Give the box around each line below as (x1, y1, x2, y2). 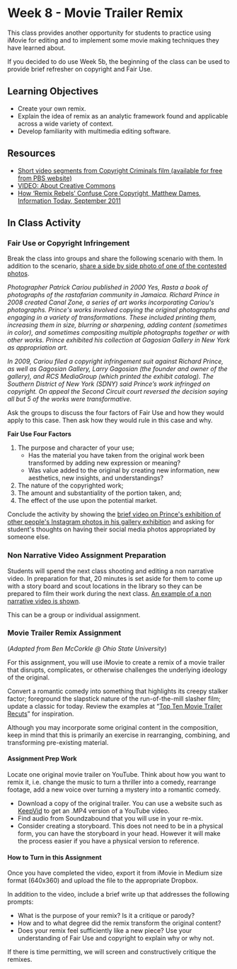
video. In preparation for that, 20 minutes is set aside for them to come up (7, 574, 223, 582)
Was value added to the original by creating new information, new (28, 466, 220, 475)
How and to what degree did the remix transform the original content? (17, 919, 221, 927)
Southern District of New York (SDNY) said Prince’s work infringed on (7, 380, 211, 388)
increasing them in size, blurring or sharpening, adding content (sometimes (7, 321, 228, 329)
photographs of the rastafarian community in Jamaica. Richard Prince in (7, 291, 220, 299)
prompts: (7, 897, 34, 906)
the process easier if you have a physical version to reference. (17, 837, 200, 846)
